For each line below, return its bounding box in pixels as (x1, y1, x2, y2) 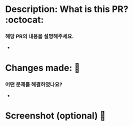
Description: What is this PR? (5, 3, 128, 15)
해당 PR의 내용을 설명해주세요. (5, 33, 74, 40)
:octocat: (5, 14, 44, 25)
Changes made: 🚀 (5, 62, 80, 73)
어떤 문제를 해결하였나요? (5, 81, 62, 88)
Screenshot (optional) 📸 (5, 110, 106, 121)
